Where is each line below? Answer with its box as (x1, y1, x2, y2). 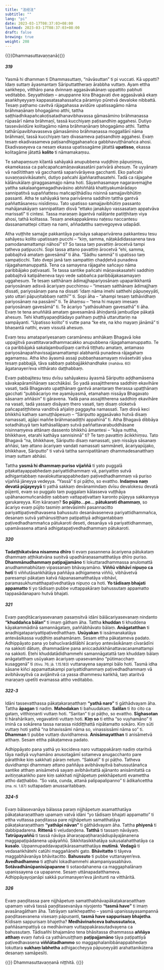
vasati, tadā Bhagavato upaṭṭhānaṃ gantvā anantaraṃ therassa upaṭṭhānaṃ (5, 385, 158, 391)
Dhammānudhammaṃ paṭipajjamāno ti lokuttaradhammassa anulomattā (5, 559, 153, 565)
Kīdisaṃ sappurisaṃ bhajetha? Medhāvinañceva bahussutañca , (5, 918, 137, 924)
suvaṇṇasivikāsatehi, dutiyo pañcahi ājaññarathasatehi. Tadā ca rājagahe (5, 174, 153, 180)
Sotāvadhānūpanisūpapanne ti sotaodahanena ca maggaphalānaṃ (5, 864, 142, 869)
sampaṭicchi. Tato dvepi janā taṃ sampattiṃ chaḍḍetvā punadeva (5, 257, 138, 262)
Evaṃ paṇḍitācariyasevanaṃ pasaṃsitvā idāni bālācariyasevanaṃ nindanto (5, 614, 158, 620)
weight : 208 (5, 39, 29, 44)
